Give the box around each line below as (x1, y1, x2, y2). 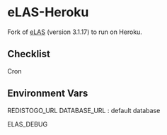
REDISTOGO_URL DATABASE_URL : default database (7, 106, 161, 115)
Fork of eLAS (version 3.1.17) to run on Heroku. (7, 28, 143, 36)
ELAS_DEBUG (7, 119, 48, 128)
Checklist (7, 48, 51, 60)
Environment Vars (7, 88, 88, 100)
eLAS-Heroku (7, 4, 89, 20)
